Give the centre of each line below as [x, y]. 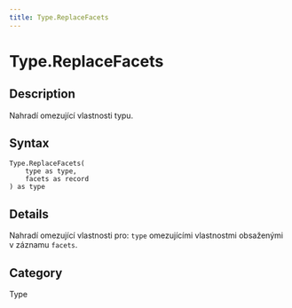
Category [36, 273]
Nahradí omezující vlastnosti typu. [71, 115]
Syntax [29, 143]
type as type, [51, 171]
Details [29, 214]
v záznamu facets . [43, 245]
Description [42, 94]
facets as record [57, 179]
